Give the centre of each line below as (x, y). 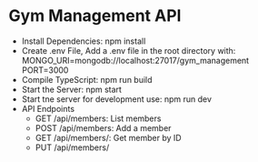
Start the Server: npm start (71, 89)
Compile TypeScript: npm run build (87, 79)
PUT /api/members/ (72, 147)
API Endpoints (48, 108)
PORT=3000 (45, 70)
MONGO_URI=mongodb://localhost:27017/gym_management (135, 60)
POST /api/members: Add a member (103, 127)
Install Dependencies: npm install (84, 41)
